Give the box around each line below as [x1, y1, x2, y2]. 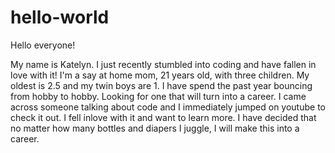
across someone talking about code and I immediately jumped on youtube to [10, 101, 326, 113]
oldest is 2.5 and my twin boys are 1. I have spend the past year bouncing [10, 79, 313, 91]
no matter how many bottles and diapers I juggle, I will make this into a [10, 122, 300, 134]
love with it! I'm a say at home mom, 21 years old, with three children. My [10, 69, 310, 81]
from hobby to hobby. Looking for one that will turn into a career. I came [10, 90, 307, 102]
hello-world [10, 6, 110, 29]
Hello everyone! [10, 39, 76, 51]
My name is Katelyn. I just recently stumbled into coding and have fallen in [10, 58, 317, 70]
